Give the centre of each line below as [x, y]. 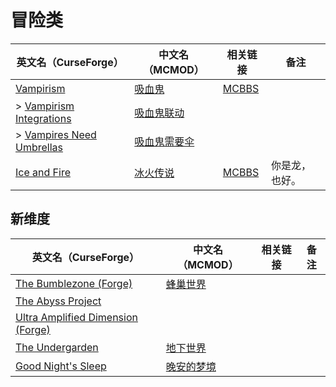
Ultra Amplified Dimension [76, 317]
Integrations [43, 118]
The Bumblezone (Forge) [74, 283]
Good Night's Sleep [61, 366]
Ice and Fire [43, 172]
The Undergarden [57, 347]
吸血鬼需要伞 [164, 141]
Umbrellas [39, 147]
